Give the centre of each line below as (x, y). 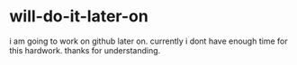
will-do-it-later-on (79, 16)
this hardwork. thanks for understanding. (85, 50)
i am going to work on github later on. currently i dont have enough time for (148, 41)
